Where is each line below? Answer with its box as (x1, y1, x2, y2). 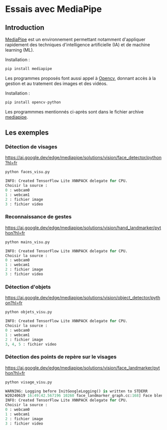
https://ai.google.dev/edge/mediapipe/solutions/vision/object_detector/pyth (5, 295, 161, 301)
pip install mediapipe (5, 66, 52, 71)
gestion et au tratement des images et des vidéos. (5, 81, 108, 86)
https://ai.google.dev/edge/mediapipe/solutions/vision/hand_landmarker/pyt (5, 225, 162, 231)
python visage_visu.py (5, 379, 52, 385)
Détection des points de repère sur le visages (5, 353, 117, 360)
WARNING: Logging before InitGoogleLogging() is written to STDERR (5, 389, 148, 394)
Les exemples (5, 128, 49, 137)
